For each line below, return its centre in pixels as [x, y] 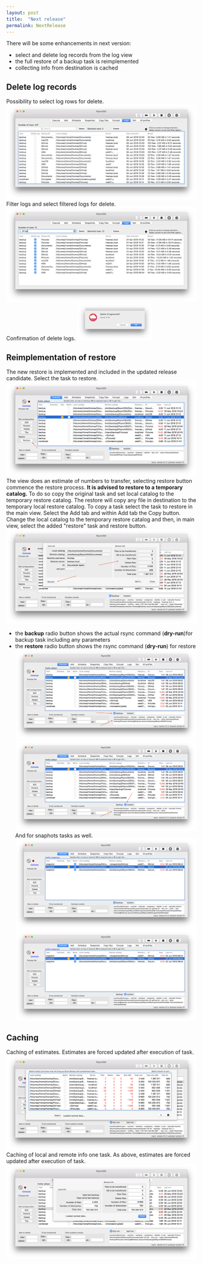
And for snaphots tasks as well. [54, 835]
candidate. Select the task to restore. [52, 378]
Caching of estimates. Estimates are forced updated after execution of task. [100, 1052]
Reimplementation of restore [61, 357]
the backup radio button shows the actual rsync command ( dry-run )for [104, 633]
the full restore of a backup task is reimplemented [77, 62]
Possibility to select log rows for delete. [55, 101]
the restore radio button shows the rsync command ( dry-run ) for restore [105, 646]
